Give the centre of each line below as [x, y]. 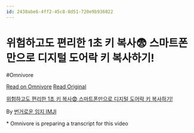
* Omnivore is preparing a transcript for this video [67, 123]
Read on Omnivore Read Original [46, 86]
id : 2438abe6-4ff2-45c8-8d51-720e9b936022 [60, 12]
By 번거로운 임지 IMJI [31, 112]
